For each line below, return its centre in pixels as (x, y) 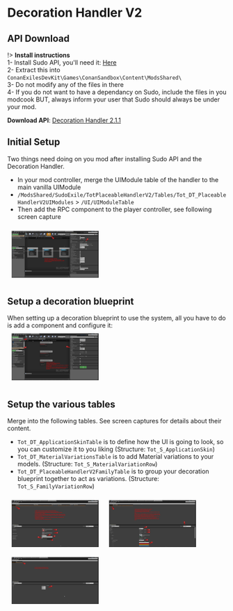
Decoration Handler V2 (75, 13)
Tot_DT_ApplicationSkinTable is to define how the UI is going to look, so (120, 442)
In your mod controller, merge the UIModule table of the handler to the (118, 179)
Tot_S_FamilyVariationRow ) (56, 486)
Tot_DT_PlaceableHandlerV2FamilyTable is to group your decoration (113, 471)
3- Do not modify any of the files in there (65, 84)
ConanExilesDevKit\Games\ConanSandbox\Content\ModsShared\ (95, 78)
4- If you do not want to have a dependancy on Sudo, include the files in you (117, 92)
